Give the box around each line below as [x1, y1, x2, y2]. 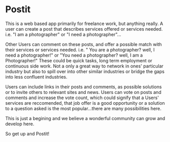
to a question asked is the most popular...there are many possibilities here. [5, 105, 162, 111]
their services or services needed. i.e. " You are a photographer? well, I [5, 46, 155, 53]
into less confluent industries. [5, 74, 68, 80]
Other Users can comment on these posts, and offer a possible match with [5, 41, 162, 47]
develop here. [5, 121, 35, 127]
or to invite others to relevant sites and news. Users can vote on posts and [5, 89, 162, 95]
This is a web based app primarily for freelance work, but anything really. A [5, 20, 163, 27]
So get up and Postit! [5, 130, 50, 136]
